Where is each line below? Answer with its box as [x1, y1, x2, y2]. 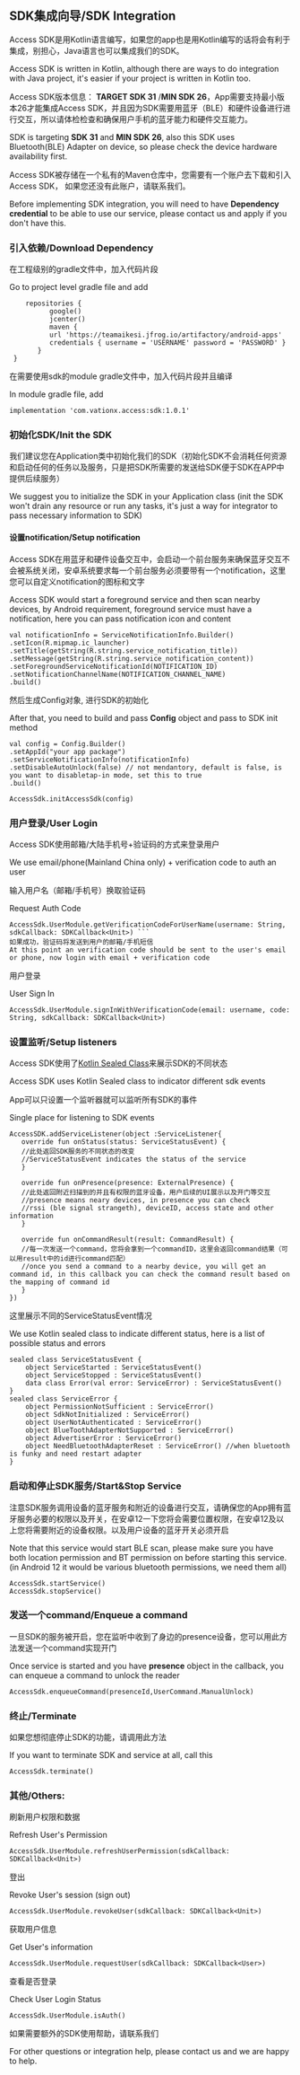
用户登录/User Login [9, 816, 99, 829]
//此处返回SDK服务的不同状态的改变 [21, 1147, 135, 1156]
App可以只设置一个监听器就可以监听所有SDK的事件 [9, 1095, 198, 1105]
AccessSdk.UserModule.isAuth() [9, 2011, 126, 2020]
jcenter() [48, 315, 87, 324]
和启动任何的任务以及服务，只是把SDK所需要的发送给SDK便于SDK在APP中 [9, 462, 285, 473]
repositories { [25, 299, 82, 308]
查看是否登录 [9, 1976, 56, 1987]
